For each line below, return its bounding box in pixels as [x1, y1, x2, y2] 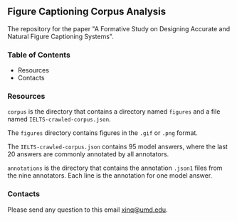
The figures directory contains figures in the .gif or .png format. [7, 129, 198, 137]
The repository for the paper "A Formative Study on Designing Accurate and [7, 24, 231, 33]
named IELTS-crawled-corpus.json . [7, 115, 112, 124]
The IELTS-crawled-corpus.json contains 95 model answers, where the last [7, 142, 228, 151]
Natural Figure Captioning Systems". [7, 32, 114, 41]
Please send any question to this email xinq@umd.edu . [7, 205, 168, 214]
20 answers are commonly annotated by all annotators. [7, 150, 169, 158]
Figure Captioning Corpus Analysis [7, 6, 167, 18]
